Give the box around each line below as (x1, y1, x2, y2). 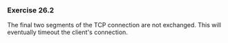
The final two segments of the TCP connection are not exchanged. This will (7, 21, 221, 29)
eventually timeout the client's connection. (7, 28, 128, 36)
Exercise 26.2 (7, 5, 55, 15)
